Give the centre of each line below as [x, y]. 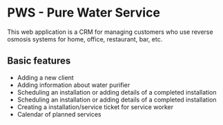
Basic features [39, 61]
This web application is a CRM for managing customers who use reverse [110, 32]
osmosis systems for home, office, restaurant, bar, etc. [85, 39]
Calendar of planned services [59, 114]
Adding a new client [45, 77]
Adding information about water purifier [74, 85]
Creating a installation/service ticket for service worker [95, 107]
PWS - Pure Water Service [84, 13]
